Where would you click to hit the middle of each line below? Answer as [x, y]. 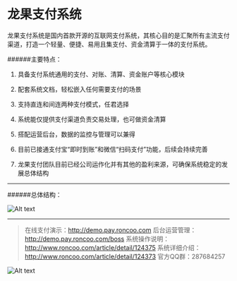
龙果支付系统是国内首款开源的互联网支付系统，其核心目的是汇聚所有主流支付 [119, 35]
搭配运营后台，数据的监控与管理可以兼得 [76, 134]
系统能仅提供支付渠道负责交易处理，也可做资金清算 [92, 119]
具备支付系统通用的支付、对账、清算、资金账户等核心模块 [101, 74]
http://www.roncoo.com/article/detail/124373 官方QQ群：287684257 [125, 256]
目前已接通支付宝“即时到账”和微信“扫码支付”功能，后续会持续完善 [113, 149]
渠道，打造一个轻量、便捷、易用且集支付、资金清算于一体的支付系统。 [109, 44]
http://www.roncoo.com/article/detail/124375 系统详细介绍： [113, 247]
